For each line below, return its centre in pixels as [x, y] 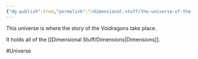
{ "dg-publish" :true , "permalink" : [47, 11]
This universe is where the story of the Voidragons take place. [82, 28]
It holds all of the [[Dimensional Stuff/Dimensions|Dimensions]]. [83, 39]
